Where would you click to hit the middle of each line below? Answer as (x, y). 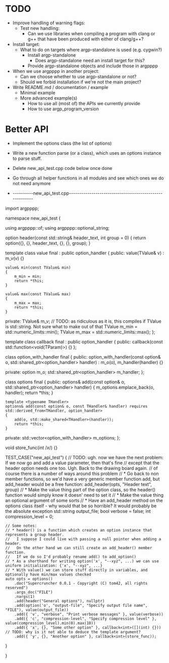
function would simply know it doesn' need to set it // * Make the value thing (84, 495)
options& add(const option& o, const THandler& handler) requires (76, 406)
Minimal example (38, 93)
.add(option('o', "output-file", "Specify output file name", (81, 605)
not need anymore (32, 183)
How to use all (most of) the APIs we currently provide (84, 103)
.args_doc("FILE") (34, 592)
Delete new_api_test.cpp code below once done (62, 168)
